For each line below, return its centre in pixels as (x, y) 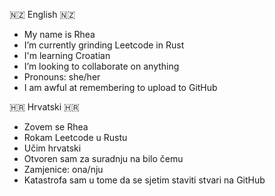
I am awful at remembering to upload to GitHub (120, 87)
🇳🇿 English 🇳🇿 (42, 14)
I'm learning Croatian (67, 55)
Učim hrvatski (52, 148)
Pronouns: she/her (62, 77)
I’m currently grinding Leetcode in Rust (104, 45)
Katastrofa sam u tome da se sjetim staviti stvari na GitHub (144, 180)
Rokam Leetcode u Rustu (75, 137)
